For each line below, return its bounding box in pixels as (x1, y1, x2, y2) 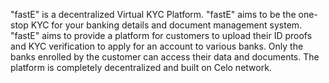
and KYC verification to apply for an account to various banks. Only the (10, 40, 304, 52)
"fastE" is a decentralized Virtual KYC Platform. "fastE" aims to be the (10, 9, 297, 20)
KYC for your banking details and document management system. (30, 19, 303, 31)
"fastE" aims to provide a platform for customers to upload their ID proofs (10, 30, 313, 41)
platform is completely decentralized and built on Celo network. (10, 62, 272, 73)
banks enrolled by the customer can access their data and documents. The (10, 51, 320, 63)
